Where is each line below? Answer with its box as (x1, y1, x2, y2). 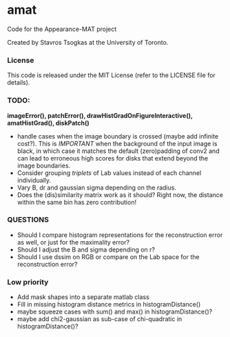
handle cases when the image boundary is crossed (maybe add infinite (17, 132, 219, 140)
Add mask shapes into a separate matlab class (17, 293, 149, 301)
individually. (17, 176, 52, 184)
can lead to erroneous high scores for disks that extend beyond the (17, 154, 209, 162)
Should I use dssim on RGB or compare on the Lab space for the (17, 252, 200, 261)
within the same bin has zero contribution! (17, 198, 136, 206)
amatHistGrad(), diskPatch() (7, 119, 90, 127)
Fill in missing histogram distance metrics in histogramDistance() (17, 300, 201, 309)
